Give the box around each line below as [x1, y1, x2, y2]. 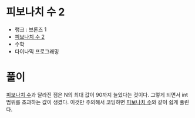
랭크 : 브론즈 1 [14, 26, 47, 33]
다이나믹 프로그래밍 [14, 48, 59, 55]
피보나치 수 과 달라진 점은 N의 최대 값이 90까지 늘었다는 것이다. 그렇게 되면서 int [6, 91, 188, 98]
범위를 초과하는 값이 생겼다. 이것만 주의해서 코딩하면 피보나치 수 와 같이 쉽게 [6, 98, 179, 106]
